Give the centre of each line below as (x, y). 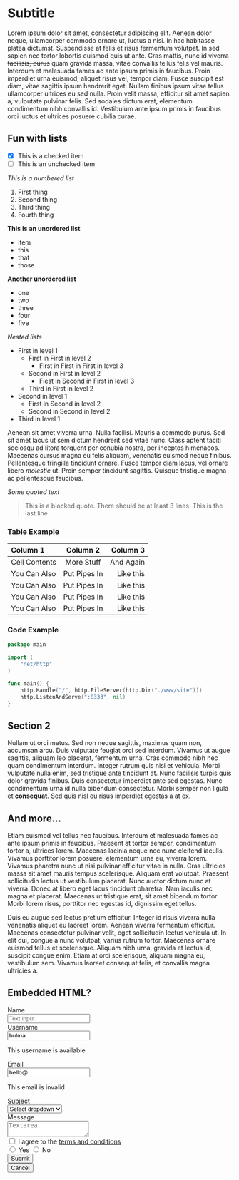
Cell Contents (34, 563)
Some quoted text (34, 492)
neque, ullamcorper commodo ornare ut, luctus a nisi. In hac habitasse (111, 40)
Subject (19, 1101)
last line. (37, 513)
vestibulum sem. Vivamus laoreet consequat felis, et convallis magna (109, 963)
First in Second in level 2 (65, 404)
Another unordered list (42, 279)
